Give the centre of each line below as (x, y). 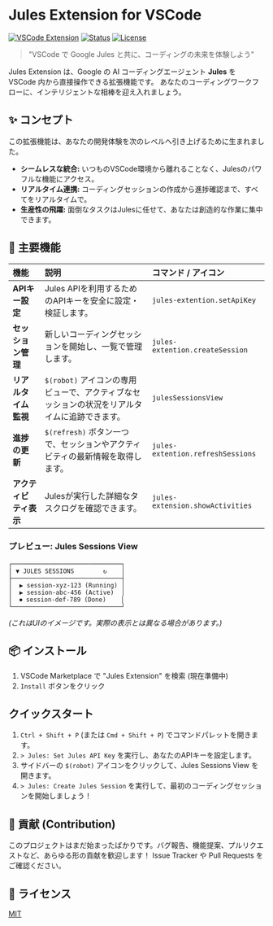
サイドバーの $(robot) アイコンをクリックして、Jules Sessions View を (139, 766)
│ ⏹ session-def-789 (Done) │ (66, 600)
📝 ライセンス (40, 894)
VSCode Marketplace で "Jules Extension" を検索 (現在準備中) (124, 675)
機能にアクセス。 (70, 179)
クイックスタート (51, 714)
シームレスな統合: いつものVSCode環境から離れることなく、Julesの (134, 168)
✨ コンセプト (41, 120)
